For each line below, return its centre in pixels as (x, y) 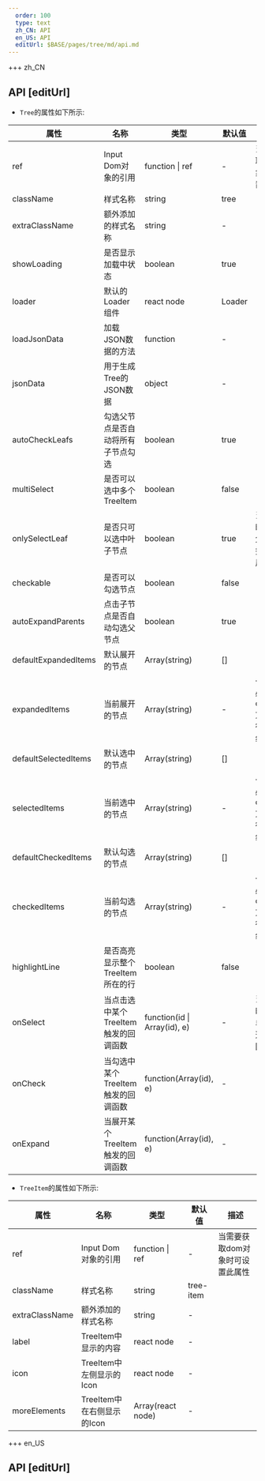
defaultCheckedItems (52, 857)
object (156, 383)
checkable (32, 583)
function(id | (168, 1017)
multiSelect (33, 489)
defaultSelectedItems (52, 758)
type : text (33, 23)
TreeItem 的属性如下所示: (59, 1188)
